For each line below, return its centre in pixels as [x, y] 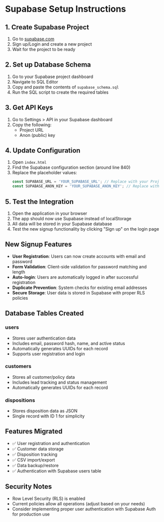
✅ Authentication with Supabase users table [57, 471]
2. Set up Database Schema [48, 65]
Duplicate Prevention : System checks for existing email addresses [80, 287]
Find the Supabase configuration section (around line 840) [71, 167]
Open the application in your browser [49, 213]
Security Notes [29, 487]
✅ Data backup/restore [35, 465]
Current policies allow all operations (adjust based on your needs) [79, 503]
